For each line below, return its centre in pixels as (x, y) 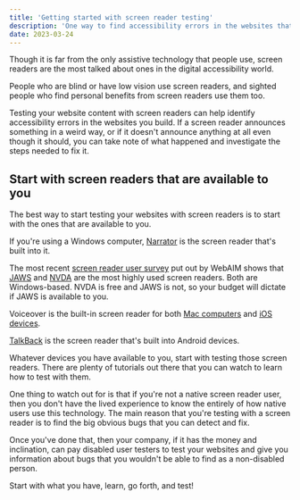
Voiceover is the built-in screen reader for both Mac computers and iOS (141, 314)
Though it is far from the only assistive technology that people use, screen (146, 60)
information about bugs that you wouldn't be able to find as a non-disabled (147, 459)
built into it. (30, 251)
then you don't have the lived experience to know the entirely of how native (148, 404)
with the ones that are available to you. (80, 224)
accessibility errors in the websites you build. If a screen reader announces (147, 122)
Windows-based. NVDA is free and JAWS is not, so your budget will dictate (148, 287)
